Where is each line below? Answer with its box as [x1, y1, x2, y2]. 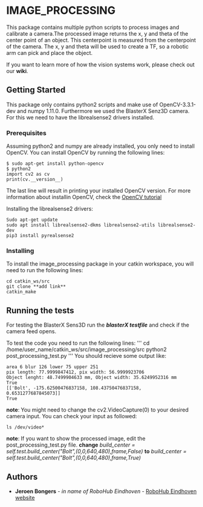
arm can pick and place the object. [6, 49, 92, 56]
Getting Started [6, 85, 66, 95]
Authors [6, 471, 38, 482]
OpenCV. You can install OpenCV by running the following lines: [6, 149, 165, 156]
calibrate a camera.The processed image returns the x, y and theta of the [6, 30, 188, 37]
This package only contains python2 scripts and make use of [6, 101, 158, 108]
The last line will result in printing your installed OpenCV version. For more [6, 187, 191, 194]
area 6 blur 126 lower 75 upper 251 [6, 364, 98, 370]
